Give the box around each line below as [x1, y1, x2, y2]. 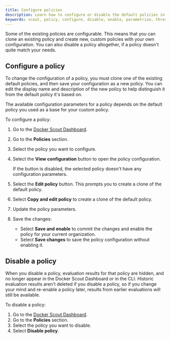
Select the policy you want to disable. [12, 322, 92, 328]
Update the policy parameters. [12, 206, 77, 212]
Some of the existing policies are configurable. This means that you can [5, 31, 156, 37]
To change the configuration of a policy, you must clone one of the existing [5, 75, 163, 81]
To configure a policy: [5, 116, 51, 122]
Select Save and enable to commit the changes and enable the [20, 226, 153, 232]
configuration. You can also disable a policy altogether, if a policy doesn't [5, 42, 159, 48]
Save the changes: [12, 216, 52, 222]
